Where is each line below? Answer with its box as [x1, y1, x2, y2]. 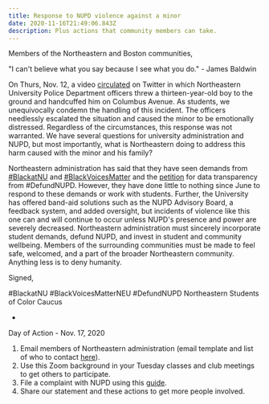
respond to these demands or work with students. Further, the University [8, 190, 249, 199]
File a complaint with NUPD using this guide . [19, 378, 167, 388]
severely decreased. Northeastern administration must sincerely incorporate [8, 223, 261, 233]
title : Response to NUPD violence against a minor [8, 11, 181, 20]
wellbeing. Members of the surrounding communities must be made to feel [8, 240, 255, 250]
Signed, [8, 273, 34, 283]
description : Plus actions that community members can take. [8, 27, 218, 35]
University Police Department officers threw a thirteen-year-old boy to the [8, 88, 253, 98]
